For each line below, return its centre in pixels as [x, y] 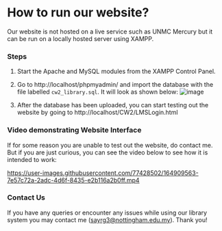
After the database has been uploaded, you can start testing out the [113, 105]
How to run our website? [78, 13]
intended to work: [32, 159]
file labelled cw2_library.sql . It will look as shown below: [97, 92]
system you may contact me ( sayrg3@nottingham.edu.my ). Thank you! [107, 219]
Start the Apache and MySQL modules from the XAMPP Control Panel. [116, 71]
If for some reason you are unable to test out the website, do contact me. [110, 145]
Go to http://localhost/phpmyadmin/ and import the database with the [115, 85]
